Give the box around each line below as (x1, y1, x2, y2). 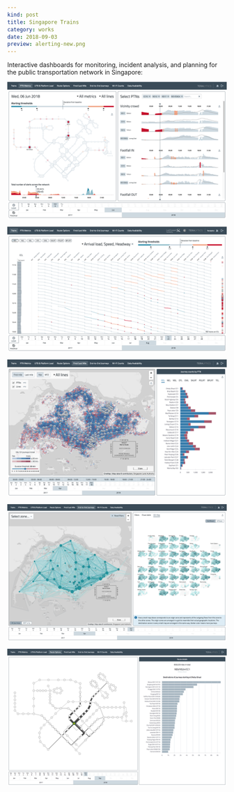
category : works (7, 26, 54, 33)
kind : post (7, 11, 39, 18)
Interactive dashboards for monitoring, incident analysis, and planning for (7, 61, 218, 69)
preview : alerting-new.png (7, 40, 86, 48)
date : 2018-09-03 (7, 33, 58, 40)
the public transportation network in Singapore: (7, 68, 143, 77)
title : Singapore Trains (7, 18, 79, 26)
